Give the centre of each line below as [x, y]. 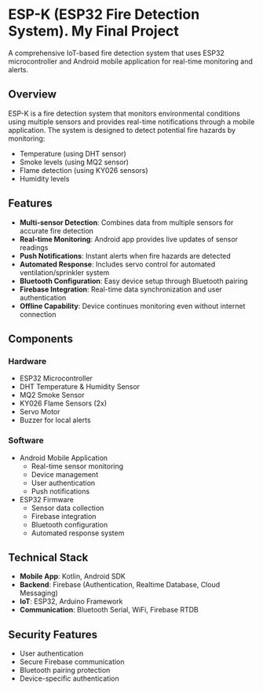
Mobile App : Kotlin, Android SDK [72, 576]
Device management [65, 474]
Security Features [53, 634]
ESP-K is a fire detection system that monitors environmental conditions [124, 113]
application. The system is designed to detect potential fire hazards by [122, 130]
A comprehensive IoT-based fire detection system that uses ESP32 [117, 53]
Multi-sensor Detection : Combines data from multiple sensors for [126, 222]
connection [38, 314]
